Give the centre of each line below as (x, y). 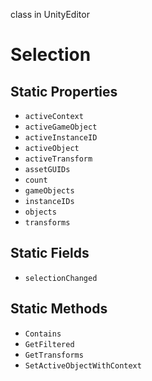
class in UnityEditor (50, 14)
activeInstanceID (61, 138)
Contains (43, 334)
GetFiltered (49, 344)
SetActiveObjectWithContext (83, 365)
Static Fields (50, 253)
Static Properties (64, 91)
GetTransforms (54, 355)
